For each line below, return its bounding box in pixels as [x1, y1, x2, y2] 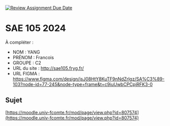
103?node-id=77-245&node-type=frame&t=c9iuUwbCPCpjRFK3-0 [12, 81, 153, 87]
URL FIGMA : [12, 70, 40, 76]
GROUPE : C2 [12, 60, 42, 66]
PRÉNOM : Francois [12, 54, 54, 60]
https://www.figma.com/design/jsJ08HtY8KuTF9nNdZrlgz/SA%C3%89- [12, 76, 165, 82]
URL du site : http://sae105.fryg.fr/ [12, 65, 84, 71]
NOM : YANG [12, 49, 40, 55]
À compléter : [5, 39, 34, 45]
